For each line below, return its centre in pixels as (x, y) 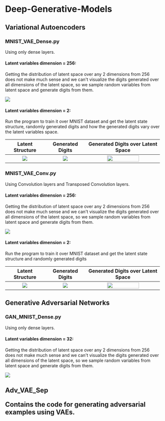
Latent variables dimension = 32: (39, 339)
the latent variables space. (32, 132)
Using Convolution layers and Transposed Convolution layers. (68, 184)
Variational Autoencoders (45, 27)
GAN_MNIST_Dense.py (33, 317)
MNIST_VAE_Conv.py (31, 174)
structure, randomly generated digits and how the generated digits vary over (82, 127)
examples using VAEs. (40, 412)
